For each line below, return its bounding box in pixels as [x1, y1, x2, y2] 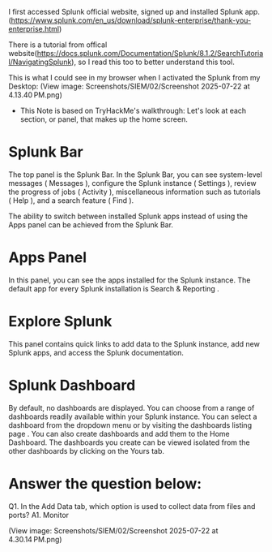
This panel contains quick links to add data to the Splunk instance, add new [8, 339, 261, 348]
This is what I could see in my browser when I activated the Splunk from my [8, 73, 261, 82]
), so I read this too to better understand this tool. [71, 57, 235, 67]
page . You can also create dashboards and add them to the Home [8, 429, 230, 438]
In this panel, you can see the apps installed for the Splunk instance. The [8, 275, 251, 285]
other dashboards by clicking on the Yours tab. [8, 446, 164, 455]
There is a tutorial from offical [8, 40, 108, 50]
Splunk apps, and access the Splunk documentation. [8, 347, 185, 357]
